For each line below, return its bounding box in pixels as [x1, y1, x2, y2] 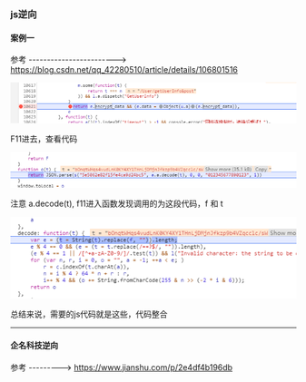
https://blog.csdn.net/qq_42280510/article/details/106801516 [10, 64, 239, 75]
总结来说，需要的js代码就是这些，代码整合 [10, 309, 168, 319]
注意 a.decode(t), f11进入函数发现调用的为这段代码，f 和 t [10, 198, 223, 209]
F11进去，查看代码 [10, 133, 78, 144]
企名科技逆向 [10, 340, 58, 351]
